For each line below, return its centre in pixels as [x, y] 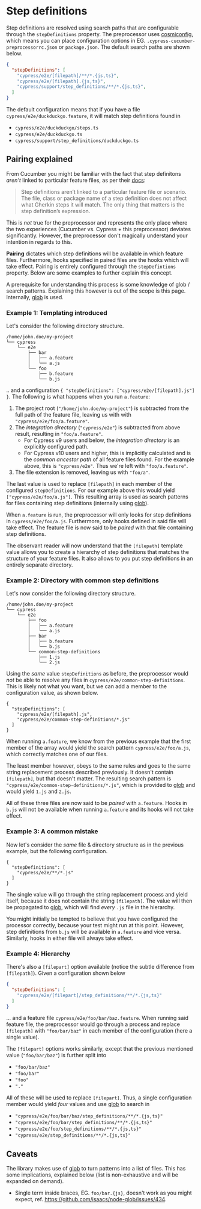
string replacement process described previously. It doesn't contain [90, 772]
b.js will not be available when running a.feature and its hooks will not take [100, 810]
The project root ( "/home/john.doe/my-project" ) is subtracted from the [102, 408]
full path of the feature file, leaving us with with [73, 415]
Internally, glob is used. [35, 297]
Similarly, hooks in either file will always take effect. [70, 938]
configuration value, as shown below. [52, 693]
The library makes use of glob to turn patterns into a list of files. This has [96, 1169]
